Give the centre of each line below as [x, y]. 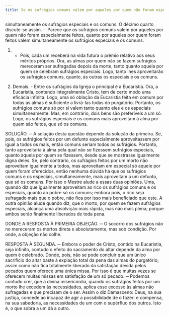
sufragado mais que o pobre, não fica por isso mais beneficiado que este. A [84, 198]
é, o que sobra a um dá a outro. [38, 308]
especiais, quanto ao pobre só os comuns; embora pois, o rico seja [75, 192]
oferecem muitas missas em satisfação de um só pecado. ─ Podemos [77, 276]
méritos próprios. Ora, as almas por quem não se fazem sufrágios [88, 60]
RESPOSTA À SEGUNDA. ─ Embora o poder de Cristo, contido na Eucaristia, [84, 244]
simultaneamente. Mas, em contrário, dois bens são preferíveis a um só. [87, 113]
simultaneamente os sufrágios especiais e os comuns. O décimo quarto [79, 24]
